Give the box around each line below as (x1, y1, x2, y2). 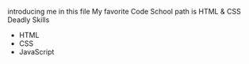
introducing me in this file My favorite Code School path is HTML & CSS (7, 7, 241, 16)
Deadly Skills (7, 15, 50, 24)
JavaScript (18, 47, 55, 56)
